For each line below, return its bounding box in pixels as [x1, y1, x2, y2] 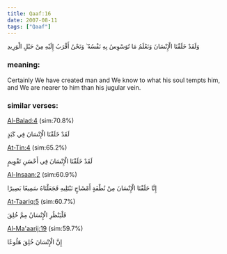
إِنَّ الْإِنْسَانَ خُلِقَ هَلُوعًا [7, 237, 63, 246]
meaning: [7, 60, 40, 70]
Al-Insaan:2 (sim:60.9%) [7, 170, 78, 178]
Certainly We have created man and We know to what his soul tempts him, [7, 76, 221, 84]
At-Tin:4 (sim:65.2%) [7, 143, 68, 152]
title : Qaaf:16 [7, 10, 52, 17]
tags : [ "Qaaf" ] [7, 23, 52, 30]
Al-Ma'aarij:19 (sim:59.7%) [7, 224, 84, 232]
